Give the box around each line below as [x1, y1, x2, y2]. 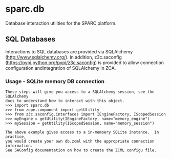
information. [5, 143, 33, 149]
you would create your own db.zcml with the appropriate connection [5, 139, 155, 144]
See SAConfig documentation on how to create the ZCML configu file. [5, 148, 157, 153]
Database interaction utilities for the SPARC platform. [5, 20, 117, 26]
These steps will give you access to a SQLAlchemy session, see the [5, 89, 155, 95]
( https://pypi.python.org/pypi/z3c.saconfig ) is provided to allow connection [5, 60, 164, 66]
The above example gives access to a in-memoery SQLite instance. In [5, 130, 159, 135]
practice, [5, 134, 27, 140]
